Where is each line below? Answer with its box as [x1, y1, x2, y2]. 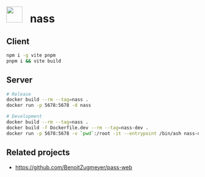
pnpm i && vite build [6, 58, 62, 64]
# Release [6, 91, 32, 97]
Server [6, 75, 33, 85]
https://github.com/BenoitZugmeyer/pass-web [15, 164, 132, 171]
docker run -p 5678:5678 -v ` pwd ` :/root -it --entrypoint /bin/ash [6, 130, 182, 137]
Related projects [6, 147, 70, 158]
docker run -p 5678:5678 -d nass [6, 103, 92, 109]
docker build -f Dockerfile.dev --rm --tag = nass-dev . [6, 125, 149, 131]
